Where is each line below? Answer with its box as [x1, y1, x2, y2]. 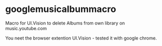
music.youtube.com [5, 25, 47, 31]
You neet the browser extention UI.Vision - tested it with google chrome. [5, 35, 157, 41]
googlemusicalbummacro [5, 3, 116, 15]
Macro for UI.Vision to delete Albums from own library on [5, 20, 125, 26]
